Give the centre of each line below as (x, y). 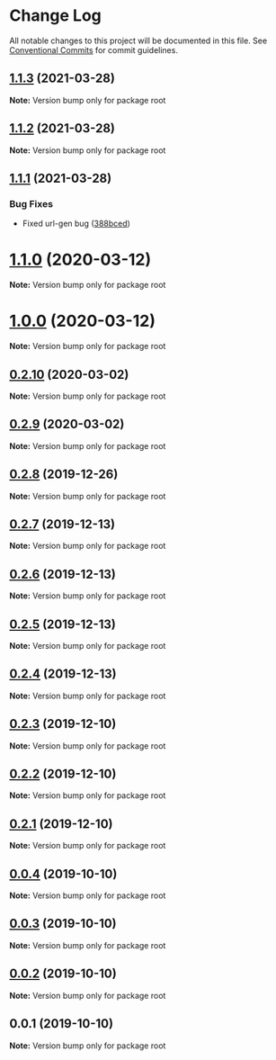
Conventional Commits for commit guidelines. (93, 49)
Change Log (55, 16)
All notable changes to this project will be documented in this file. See (138, 40)
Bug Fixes (31, 203)
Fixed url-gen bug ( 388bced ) (76, 224)
